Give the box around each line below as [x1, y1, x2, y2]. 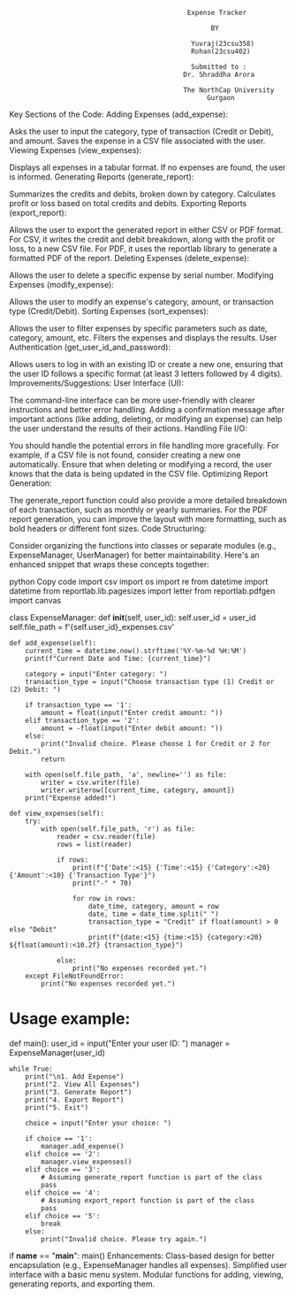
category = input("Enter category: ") [25, 670, 168, 679]
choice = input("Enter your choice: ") [25, 1118, 172, 1127]
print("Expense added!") [25, 794, 117, 803]
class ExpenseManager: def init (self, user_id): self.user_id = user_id [9, 612, 256, 623]
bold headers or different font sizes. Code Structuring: [9, 523, 207, 534]
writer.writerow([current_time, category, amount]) [41, 786, 236, 795]
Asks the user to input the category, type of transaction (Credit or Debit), [9, 127, 274, 136]
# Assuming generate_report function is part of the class [41, 1172, 263, 1181]
